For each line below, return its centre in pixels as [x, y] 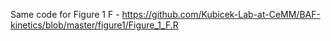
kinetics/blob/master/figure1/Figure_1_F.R [94, 25]
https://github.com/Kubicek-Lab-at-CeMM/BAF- [221, 14]
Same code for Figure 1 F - [65, 14]
